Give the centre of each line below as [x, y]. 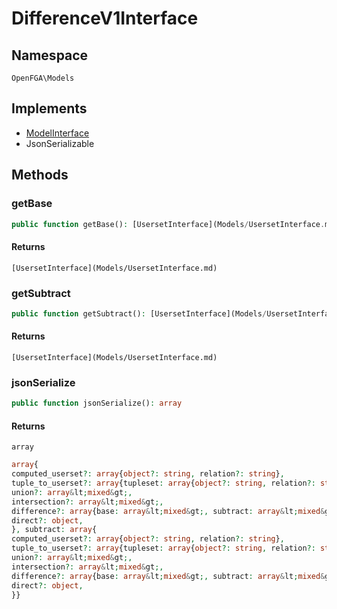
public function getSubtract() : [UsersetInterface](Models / [139, 313]
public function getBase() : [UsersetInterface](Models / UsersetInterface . [168, 224]
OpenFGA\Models [43, 78]
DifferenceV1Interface [105, 18]
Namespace [50, 55]
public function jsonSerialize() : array [97, 403]
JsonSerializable [60, 143]
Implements [49, 108]
